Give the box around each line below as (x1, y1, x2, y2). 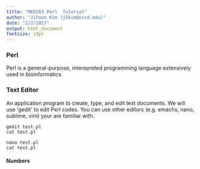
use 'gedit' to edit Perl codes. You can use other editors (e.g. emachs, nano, (6, 105, 195, 113)
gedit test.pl (6, 123, 42, 129)
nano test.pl (6, 139, 39, 146)
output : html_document (6, 25, 63, 32)
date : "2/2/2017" (6, 20, 50, 26)
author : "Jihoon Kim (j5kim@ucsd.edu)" (6, 14, 106, 20)
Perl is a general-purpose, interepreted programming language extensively (6, 64, 191, 72)
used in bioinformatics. (6, 71, 63, 78)
